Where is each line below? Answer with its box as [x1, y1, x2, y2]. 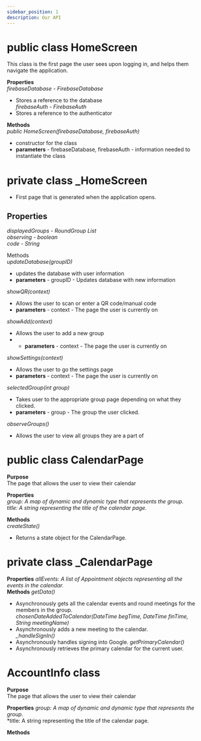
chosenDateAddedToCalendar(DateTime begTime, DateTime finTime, [15, 613, 189, 620]
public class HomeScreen [7, 41, 138, 54]
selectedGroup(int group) [7, 384, 70, 391]
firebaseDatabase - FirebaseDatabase [7, 85, 103, 93]
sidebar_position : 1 [7, 8, 59, 15]
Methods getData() [7, 588, 56, 596]
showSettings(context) [7, 354, 63, 362]
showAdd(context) [7, 318, 53, 325]
